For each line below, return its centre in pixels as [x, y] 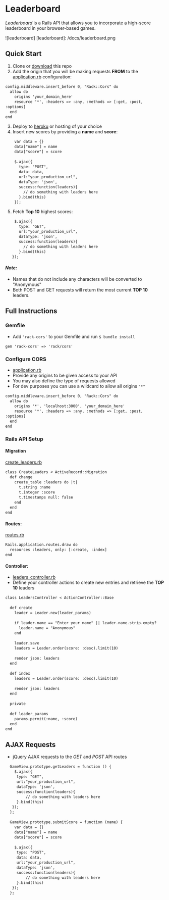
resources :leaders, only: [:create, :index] [59, 550]
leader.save [27, 643]
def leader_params [29, 714]
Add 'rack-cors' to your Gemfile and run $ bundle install [74, 336]
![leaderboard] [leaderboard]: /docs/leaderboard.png [61, 38]
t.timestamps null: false [46, 497]
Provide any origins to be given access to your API [65, 375]
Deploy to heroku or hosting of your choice [57, 126]
